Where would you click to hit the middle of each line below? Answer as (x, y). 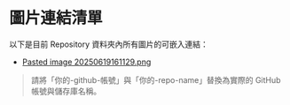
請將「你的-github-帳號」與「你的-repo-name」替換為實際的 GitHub (156, 79)
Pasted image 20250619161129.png (86, 62)
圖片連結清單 (56, 18)
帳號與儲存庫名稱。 (66, 91)
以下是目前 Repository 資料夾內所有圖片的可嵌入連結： (109, 44)
